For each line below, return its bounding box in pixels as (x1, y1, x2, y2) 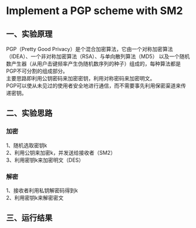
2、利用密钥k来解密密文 (6, 194, 64, 201)
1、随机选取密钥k (6, 142, 48, 149)
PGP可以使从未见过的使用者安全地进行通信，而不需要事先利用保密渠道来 (6, 82, 181, 89)
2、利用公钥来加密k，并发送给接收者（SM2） (6, 149, 116, 156)
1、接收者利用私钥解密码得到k (6, 186, 78, 194)
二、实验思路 (6, 108, 53, 118)
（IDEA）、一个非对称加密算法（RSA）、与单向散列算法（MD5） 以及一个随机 (6, 53, 190, 60)
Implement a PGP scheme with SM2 (6, 4, 183, 18)
